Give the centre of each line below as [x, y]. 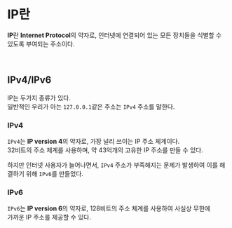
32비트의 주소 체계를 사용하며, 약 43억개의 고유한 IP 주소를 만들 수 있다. [105, 150]
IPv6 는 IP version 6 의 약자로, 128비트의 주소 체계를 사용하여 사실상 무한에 [109, 208]
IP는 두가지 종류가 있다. [39, 98]
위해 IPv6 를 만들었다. [55, 174]
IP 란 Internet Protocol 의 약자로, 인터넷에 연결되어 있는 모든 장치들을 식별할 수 [115, 35]
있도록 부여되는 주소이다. [41, 43]
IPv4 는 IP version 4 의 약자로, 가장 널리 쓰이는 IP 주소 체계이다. [94, 142]
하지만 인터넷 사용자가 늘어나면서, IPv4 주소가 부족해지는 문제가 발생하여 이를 [113, 165]
